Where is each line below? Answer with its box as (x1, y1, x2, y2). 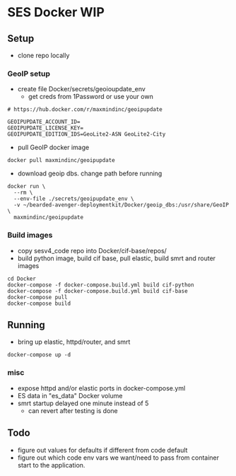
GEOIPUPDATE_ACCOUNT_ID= (7, 118, 81, 126)
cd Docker (7, 275, 37, 282)
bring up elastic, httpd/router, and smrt (17, 337, 131, 347)
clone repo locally (17, 51, 70, 59)
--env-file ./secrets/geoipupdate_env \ (13, 195, 134, 202)
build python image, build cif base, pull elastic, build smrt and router (17, 254, 216, 262)
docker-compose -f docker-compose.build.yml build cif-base (7, 287, 189, 294)
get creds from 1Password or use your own (28, 93, 153, 101)
